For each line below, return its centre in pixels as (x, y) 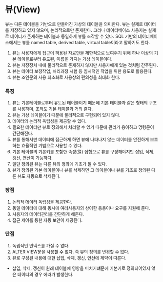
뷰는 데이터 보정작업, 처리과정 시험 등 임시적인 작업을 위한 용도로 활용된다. (82, 71)
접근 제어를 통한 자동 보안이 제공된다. (47, 220)
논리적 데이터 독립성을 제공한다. (42, 202)
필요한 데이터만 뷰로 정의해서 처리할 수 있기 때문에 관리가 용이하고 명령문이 (83, 127)
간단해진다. (23, 133)
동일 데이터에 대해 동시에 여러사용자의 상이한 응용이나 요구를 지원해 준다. (81, 208)
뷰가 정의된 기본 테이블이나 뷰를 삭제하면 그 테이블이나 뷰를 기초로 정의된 (81, 170)
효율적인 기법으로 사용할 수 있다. (52, 146)
